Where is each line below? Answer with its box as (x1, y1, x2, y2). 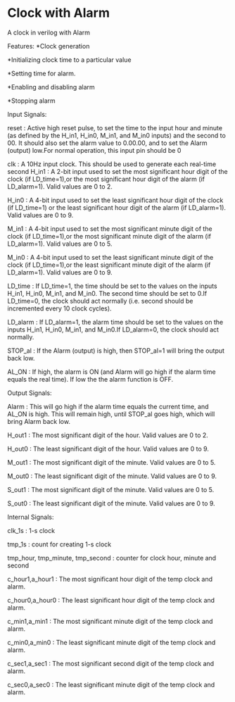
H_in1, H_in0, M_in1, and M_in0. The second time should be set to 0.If (7, 289, 208, 297)
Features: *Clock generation (7, 42, 90, 50)
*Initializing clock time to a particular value (7, 55, 132, 64)
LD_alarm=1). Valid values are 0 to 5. (7, 239, 113, 248)
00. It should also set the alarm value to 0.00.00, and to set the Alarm (7, 139, 208, 147)
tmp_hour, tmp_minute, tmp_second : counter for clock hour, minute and (7, 553, 217, 562)
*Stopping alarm (7, 96, 56, 105)
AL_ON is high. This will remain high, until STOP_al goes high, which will (7, 410, 215, 418)
